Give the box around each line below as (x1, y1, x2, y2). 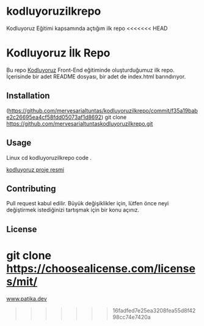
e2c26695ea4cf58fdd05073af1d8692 (6, 113, 102, 121)
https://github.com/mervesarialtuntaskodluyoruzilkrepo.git (6, 119, 153, 127)
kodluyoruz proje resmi (6, 165, 64, 173)
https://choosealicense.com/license (6, 262, 195, 275)
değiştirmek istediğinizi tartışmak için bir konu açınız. (6, 207, 139, 214)
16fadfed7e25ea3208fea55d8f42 (112, 306, 196, 314)
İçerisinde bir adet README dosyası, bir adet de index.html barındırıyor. (6, 72, 186, 80)
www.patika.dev (6, 295, 47, 302)
